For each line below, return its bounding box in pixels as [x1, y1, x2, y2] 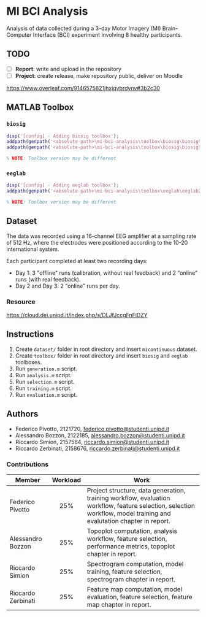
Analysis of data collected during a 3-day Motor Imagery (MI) [6, 25, 161, 32]
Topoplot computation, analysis [86, 527, 178, 535]
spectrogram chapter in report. [86, 575, 176, 584]
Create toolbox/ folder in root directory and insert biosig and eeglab [15, 351, 188, 359]
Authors [6, 409, 39, 420]
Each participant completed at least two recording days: [6, 257, 148, 264]
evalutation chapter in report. [86, 517, 170, 526]
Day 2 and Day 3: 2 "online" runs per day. [15, 282, 121, 289]
